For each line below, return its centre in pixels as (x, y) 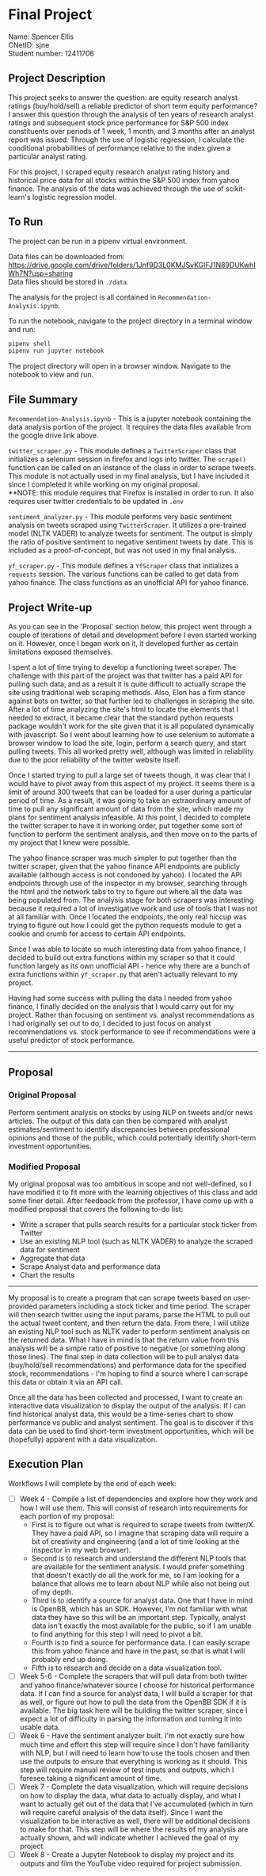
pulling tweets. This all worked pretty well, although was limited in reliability (131, 751)
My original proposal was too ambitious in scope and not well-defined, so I (130, 1183)
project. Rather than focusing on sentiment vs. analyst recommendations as (131, 1014)
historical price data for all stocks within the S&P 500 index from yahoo (124, 180)
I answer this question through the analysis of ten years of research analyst (131, 114)
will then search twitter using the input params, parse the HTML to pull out (129, 1314)
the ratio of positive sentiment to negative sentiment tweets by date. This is (131, 542)
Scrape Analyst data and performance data (90, 1267)
